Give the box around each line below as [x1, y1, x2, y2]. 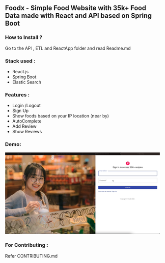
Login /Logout [12, 103, 41, 109]
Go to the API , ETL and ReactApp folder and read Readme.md [5, 45, 131, 51]
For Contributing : [5, 242, 48, 249]
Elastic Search [12, 79, 42, 85]
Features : [5, 91, 30, 98]
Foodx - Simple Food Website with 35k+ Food [5, 4, 146, 12]
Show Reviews [12, 129, 42, 135]
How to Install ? [5, 34, 43, 41]
